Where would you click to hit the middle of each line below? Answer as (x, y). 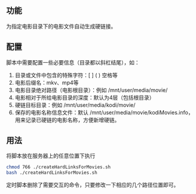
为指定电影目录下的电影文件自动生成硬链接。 (61, 26)
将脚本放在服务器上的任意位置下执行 (51, 156)
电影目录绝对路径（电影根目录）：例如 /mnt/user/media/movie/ (91, 90)
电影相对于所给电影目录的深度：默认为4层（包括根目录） (85, 97)
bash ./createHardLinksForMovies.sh (52, 173)
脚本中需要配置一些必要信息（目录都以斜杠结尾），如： (73, 62)
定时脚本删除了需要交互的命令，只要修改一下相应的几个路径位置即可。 (93, 185)
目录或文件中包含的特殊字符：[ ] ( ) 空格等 (66, 75)
